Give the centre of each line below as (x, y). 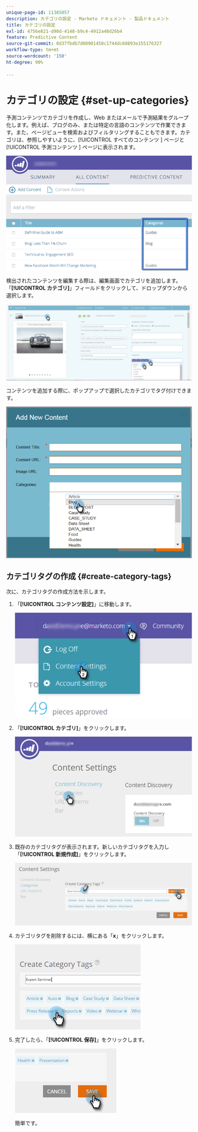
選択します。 (22, 295)
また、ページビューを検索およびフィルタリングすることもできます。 (98, 132)
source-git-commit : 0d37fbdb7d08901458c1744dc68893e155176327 (84, 44)
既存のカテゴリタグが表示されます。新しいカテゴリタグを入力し (92, 846)
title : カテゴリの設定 (31, 25)
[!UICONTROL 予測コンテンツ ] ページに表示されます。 (72, 147)
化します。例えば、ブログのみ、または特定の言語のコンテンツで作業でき (94, 125)
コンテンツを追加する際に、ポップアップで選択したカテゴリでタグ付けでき (96, 391)
